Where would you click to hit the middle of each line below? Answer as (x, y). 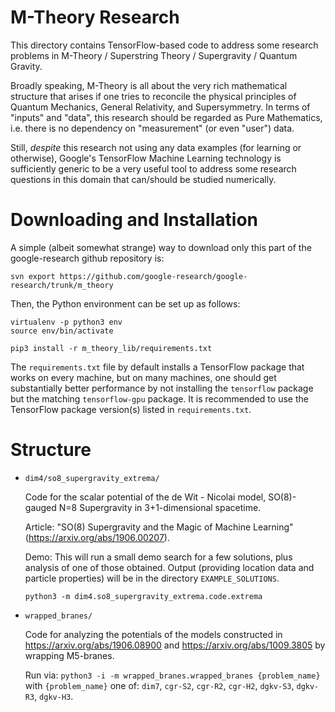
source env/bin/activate (62, 331)
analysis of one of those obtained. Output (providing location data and (169, 567)
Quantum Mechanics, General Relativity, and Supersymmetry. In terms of (160, 107)
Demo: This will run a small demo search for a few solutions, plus (158, 557)
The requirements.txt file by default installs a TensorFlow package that (157, 367)
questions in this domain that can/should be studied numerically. (143, 179)
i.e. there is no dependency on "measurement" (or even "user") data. (152, 128)
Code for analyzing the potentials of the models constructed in (153, 634)
